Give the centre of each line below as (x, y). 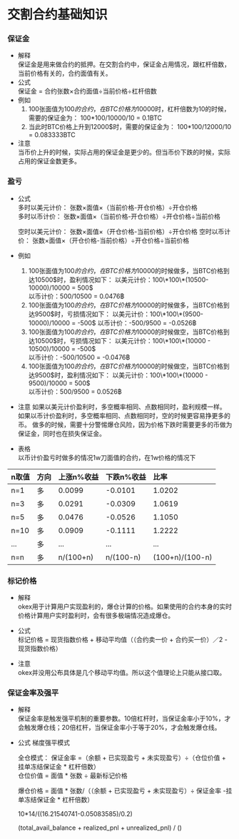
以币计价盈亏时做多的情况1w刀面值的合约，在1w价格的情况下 (107, 457)
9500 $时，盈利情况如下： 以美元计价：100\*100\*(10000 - (121, 375)
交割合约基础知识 (58, 15)
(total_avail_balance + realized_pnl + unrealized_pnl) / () (100, 828)
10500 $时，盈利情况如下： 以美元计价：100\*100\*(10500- (122, 280)
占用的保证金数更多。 (49, 161)
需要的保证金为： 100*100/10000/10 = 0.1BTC (95, 118)
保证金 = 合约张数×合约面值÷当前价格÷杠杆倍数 (87, 91)
